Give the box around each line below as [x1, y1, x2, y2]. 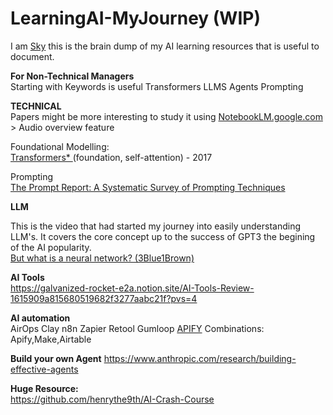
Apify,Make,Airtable [10, 333, 92, 345]
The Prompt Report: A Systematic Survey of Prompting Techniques [10, 181, 286, 193]
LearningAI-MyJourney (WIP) [10, 7, 261, 30]
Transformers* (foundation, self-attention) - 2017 [10, 151, 213, 163]
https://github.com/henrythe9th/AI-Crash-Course [10, 393, 215, 405]
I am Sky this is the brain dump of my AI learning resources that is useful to [10, 40, 320, 52]
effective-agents [10, 363, 79, 375]
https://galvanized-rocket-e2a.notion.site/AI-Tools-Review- [10, 282, 255, 294]
